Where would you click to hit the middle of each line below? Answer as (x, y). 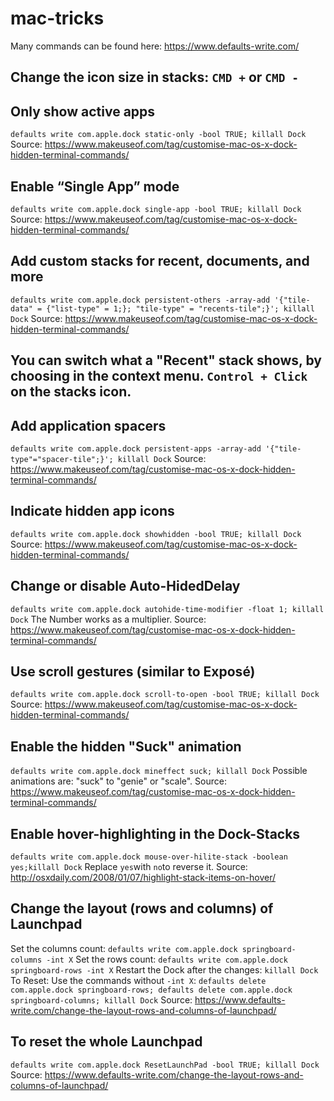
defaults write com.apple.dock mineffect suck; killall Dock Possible (159, 771)
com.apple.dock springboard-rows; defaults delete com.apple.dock (151, 990)
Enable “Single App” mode (95, 186)
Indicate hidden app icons (92, 511)
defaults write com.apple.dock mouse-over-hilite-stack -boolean (149, 857)
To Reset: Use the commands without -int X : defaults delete (138, 980)
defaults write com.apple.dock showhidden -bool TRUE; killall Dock (156, 534)
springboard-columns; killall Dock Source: (101, 999)
